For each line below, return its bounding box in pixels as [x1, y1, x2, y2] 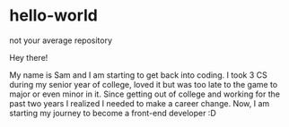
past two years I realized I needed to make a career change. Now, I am [9, 97, 270, 108]
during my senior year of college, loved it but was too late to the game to [9, 79, 278, 89]
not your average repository [9, 35, 113, 46]
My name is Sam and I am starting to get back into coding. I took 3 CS [9, 69, 267, 80]
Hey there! [9, 52, 48, 63]
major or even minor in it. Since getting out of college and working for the [9, 89, 281, 99]
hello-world [9, 5, 99, 26]
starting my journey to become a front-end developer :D [9, 107, 217, 118]
